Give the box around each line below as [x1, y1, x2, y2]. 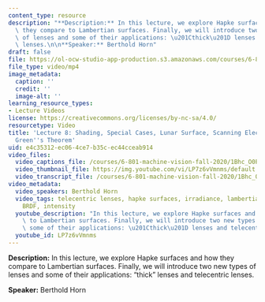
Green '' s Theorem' [15, 136, 77, 144]
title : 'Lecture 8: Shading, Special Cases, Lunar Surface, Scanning [8, 129, 242, 136]
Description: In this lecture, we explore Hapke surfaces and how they [8, 253, 235, 263]
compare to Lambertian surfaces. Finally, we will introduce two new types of [8, 261, 256, 270]
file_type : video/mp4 [8, 63, 80, 71]
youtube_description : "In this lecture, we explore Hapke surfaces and [15, 210, 256, 218]
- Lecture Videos [8, 107, 65, 115]
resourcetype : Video [8, 121, 77, 129]
